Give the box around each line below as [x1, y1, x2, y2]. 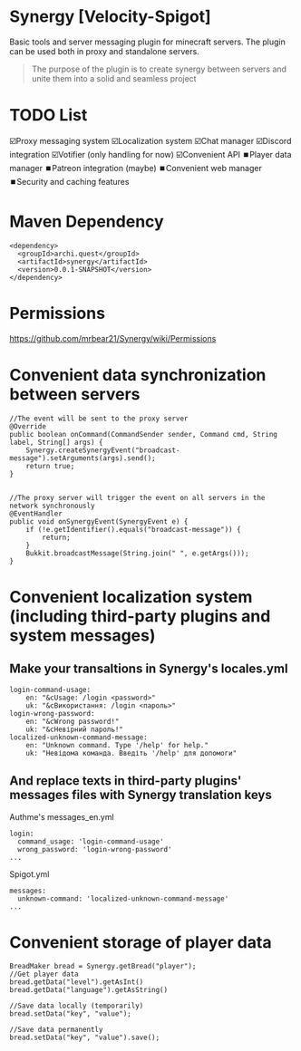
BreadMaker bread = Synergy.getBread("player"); [9, 962, 197, 971]
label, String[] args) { [9, 438, 103, 447]
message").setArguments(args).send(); [9, 453, 156, 463]
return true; [25, 461, 75, 470]
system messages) [9, 625, 156, 645]
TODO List [9, 105, 88, 126]
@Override [9, 421, 47, 431]
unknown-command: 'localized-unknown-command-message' [17, 894, 229, 903]
